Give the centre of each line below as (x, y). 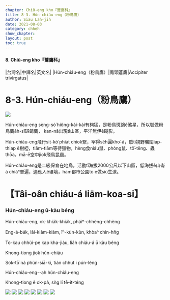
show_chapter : (20, 34)
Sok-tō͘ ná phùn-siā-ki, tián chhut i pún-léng (51, 263)
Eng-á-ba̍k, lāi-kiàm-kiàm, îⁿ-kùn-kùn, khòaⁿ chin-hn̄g (62, 232)
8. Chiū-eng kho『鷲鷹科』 (34, 60)
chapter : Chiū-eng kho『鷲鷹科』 (39, 10)
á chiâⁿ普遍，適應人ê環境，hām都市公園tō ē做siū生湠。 (63, 171)
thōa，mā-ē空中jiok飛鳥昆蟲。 (37, 154)
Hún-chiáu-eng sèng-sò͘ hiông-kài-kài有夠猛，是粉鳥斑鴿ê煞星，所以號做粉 (84, 125)
